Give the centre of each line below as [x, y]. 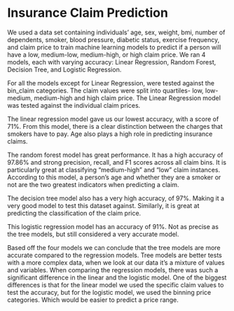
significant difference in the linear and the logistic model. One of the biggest [117, 277]
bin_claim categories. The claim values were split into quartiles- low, [106, 90]
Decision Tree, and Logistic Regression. [64, 69]
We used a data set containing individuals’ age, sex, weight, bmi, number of [116, 32]
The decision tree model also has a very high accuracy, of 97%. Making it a [116, 198]
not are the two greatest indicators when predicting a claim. [94, 184]
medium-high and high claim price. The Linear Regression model [127, 98]
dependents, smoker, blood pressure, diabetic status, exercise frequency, [113, 39]
